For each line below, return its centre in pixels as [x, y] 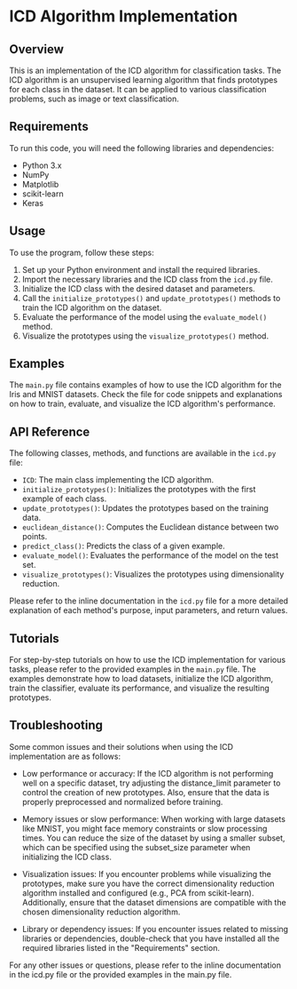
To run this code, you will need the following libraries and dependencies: [142, 148]
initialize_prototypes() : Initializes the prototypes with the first [139, 490]
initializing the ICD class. [67, 857]
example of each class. [64, 498]
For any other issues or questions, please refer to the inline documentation [145, 965]
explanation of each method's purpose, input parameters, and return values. [148, 610]
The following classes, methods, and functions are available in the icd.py [143, 453]
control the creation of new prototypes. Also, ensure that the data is [146, 792]
